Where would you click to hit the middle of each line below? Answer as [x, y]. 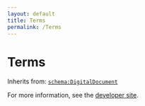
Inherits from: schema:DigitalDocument [63, 81]
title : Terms [27, 20]
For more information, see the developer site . [73, 95]
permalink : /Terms [34, 27]
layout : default [31, 14]
